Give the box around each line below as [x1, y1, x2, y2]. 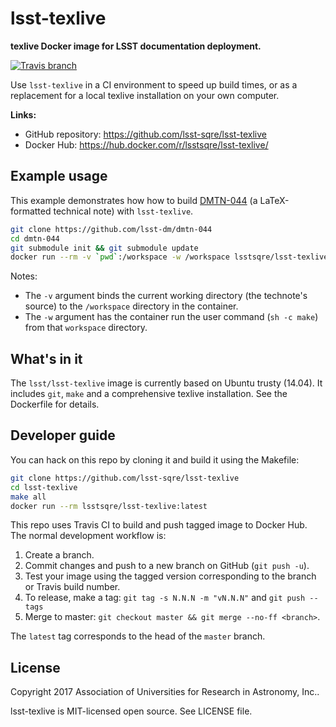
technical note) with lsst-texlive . [53, 205, 194, 217]
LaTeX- [259, 194, 290, 206]
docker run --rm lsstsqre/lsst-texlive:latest [10, 501, 208, 511]
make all [10, 492, 47, 502]
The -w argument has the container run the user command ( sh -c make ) [24, 311, 319, 323]
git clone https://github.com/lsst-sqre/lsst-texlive [10, 473, 240, 483]
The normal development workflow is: [10, 530, 167, 542]
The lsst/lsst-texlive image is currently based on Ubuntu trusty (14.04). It [10, 377, 323, 389]
